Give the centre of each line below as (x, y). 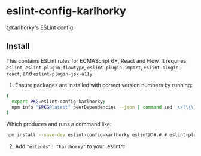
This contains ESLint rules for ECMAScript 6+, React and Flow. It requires (96, 60)
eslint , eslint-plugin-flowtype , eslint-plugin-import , (74, 67)
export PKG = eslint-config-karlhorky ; (59, 102)
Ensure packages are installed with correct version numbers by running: (103, 85)
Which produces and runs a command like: (59, 124)
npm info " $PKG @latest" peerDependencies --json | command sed (92, 107)
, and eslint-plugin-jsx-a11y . (57, 74)
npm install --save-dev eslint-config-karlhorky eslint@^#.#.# (87, 135)
